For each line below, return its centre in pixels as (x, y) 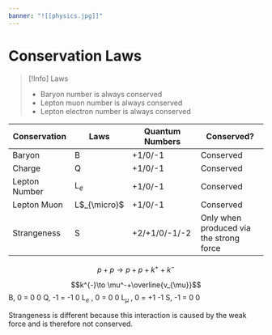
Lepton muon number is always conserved (111, 103)
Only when (221, 218)
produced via (225, 227)
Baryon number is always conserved (101, 94)
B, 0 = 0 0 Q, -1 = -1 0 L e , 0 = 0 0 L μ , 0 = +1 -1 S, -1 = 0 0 (104, 299)
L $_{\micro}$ (99, 205)
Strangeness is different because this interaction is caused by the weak (127, 316)
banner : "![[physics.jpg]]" (56, 16)
